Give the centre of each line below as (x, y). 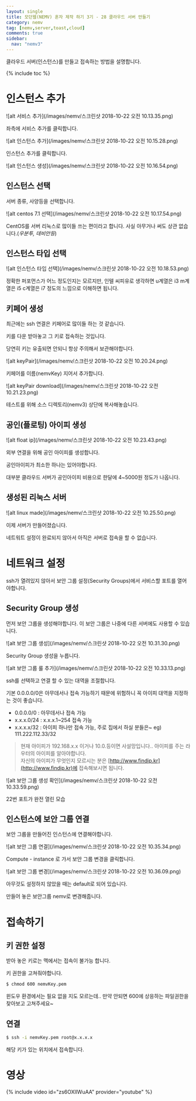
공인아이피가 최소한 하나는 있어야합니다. (51, 465)
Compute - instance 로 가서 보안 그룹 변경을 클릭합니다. (71, 859)
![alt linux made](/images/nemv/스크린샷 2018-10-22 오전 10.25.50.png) (91, 512)
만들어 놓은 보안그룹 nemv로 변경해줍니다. (54, 896)
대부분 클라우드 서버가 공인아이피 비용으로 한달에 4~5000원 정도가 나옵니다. (93, 477)
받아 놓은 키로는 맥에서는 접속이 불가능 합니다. (59, 961)
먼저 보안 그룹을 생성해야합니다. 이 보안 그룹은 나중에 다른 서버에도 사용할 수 (93, 623)
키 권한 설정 (26, 946)
